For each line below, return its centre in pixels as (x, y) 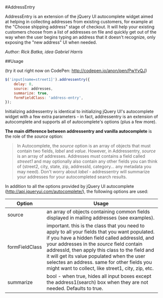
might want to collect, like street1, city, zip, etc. (100, 268)
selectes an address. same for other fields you (99, 262)
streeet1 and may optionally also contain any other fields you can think (87, 161)
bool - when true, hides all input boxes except (99, 276)
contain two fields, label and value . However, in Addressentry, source (86, 151)
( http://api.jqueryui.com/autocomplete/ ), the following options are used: (77, 191)
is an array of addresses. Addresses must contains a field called (81, 156)
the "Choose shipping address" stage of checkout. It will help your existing (80, 27)
